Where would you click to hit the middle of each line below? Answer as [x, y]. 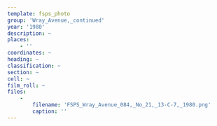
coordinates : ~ [29, 53]
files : [17, 92]
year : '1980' [26, 27]
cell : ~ [19, 79]
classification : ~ [34, 66]
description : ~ [29, 33]
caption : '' [50, 111]
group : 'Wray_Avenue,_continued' [56, 20]
